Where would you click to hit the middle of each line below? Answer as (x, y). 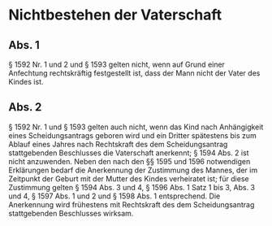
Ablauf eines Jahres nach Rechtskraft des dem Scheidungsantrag (118, 144)
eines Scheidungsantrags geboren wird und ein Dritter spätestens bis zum (133, 135)
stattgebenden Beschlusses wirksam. (71, 213)
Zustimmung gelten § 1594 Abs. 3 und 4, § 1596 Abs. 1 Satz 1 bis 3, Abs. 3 (132, 187)
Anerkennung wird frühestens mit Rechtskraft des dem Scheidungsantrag (132, 204)
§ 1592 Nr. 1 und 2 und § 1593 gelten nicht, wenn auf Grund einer (117, 64)
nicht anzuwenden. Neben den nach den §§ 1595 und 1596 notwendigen (130, 161)
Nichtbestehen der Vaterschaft (115, 15)
